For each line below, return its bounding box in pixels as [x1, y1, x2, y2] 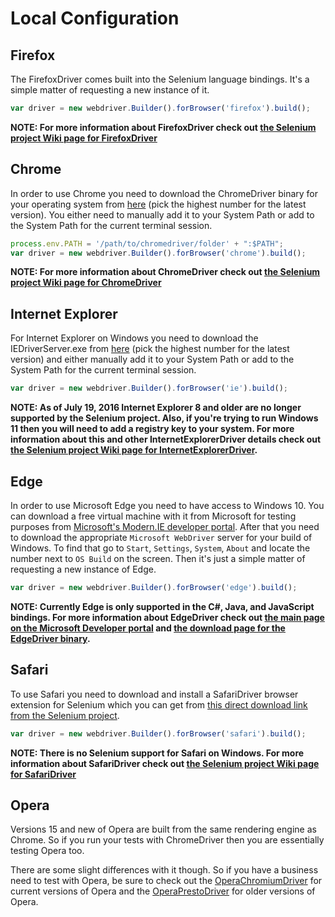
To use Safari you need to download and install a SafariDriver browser [10, 688, 299, 700]
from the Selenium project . [10, 709, 120, 721]
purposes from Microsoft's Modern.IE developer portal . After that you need [10, 520, 320, 532]
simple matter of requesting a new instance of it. [10, 84, 210, 96]
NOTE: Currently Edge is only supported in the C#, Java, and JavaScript [10, 600, 315, 612]
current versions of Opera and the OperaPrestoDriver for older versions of [10, 885, 316, 897]
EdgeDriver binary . [10, 632, 91, 644]
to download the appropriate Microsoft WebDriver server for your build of [10, 531, 313, 543]
